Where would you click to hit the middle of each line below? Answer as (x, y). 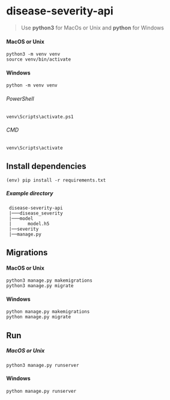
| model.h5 (29, 223)
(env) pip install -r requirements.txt (56, 180)
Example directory (30, 193)
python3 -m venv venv (33, 54)
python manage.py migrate (38, 317)
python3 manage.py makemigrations (50, 280)
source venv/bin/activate (38, 59)
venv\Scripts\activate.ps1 (40, 117)
